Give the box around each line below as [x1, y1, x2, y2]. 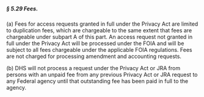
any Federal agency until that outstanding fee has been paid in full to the [6, 77, 188, 85]
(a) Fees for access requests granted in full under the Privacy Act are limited [6, 20, 199, 27]
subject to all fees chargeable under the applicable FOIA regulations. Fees [6, 46, 192, 53]
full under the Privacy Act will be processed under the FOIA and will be [6, 40, 184, 47]
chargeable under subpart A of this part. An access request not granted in [6, 33, 193, 40]
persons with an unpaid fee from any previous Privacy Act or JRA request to [6, 71, 198, 78]
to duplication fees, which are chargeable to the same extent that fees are [6, 26, 192, 34]
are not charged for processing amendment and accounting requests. [6, 52, 182, 60]
